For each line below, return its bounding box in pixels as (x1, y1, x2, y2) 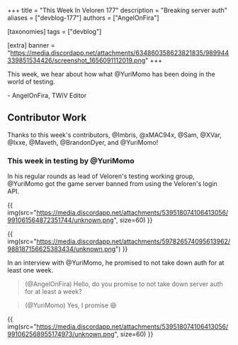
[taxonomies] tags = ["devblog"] (7, 28, 102, 35)
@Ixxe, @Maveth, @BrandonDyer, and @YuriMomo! (7, 138, 159, 146)
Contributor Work (7, 111, 87, 124)
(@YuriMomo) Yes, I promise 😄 (24, 301, 117, 310)
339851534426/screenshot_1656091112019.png (7, 56, 146, 65)
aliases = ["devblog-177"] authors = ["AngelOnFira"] (7, 13, 159, 22)
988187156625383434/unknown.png (7, 245, 116, 253)
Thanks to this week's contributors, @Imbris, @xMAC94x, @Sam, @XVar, (7, 131, 222, 139)
